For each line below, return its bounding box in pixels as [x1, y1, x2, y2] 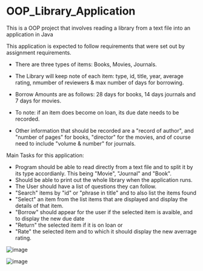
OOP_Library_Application [6, 4, 136, 18]
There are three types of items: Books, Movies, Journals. [15, 61, 158, 68]
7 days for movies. [15, 97, 62, 104]
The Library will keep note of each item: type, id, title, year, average [15, 72, 184, 79]
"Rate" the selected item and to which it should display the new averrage [15, 227, 197, 235]
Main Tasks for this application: [6, 152, 84, 159]
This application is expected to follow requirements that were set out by [6, 42, 185, 50]
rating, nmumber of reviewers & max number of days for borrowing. [15, 79, 184, 86]
